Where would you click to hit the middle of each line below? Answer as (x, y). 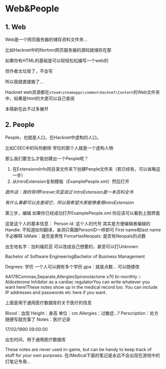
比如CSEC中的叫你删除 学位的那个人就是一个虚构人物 (59, 148)
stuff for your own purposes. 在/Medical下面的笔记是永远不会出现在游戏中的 (83, 355)
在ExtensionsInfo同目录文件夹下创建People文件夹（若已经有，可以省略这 (86, 169)
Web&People (32, 9)
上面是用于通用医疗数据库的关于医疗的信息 (48, 303)
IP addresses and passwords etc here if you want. (56, 292)
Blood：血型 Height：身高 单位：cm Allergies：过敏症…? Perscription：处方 (82, 313)
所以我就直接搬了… (24, 82)
